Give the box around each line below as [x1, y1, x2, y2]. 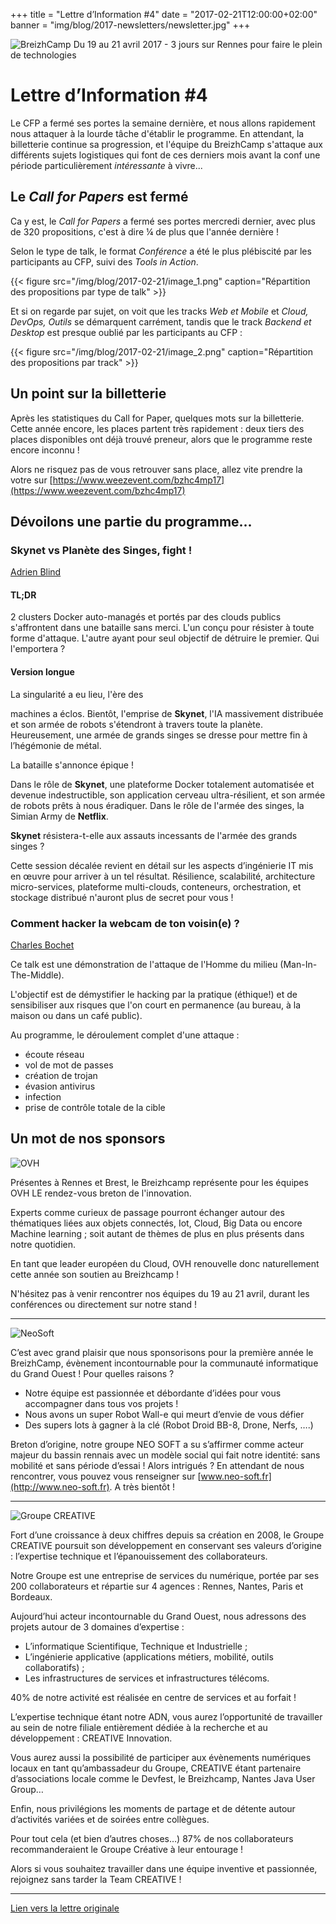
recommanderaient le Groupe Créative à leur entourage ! [10, 1843, 244, 1855]
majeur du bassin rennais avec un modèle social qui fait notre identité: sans [10, 1449, 321, 1461]
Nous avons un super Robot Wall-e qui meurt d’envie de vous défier [24, 1408, 305, 1420]
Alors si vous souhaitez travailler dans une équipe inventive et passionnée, [10, 1862, 318, 1874]
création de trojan [24, 1069, 98, 1081]
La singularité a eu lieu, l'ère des [10, 688, 144, 700]
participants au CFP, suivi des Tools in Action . [10, 255, 199, 268]
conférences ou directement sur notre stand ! [10, 1298, 198, 1310]
